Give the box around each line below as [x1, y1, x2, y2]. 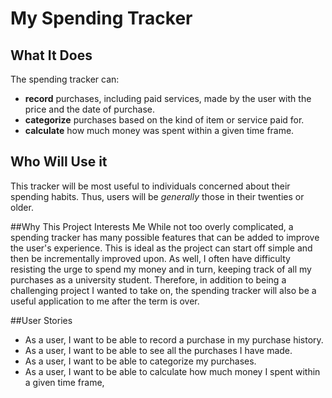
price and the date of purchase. [24, 103, 155, 115]
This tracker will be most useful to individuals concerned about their [10, 180, 291, 192]
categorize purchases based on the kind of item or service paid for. [24, 114, 305, 126]
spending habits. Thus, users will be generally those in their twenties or [10, 190, 305, 202]
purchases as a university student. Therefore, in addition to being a [10, 273, 287, 286]
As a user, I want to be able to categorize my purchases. [24, 355, 257, 367]
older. [10, 201, 34, 213]
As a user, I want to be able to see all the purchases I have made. [24, 344, 293, 356]
